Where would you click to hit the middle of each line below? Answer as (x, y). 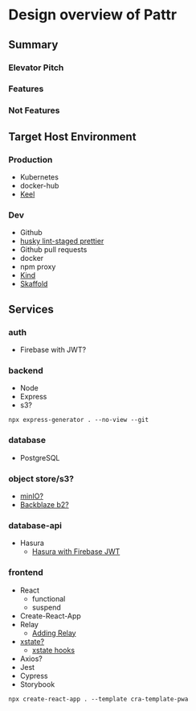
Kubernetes (39, 177)
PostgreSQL (40, 457)
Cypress (34, 676)
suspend (47, 607)
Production (31, 159)
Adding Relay (54, 633)
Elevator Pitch (36, 68)
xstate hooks (53, 650)
